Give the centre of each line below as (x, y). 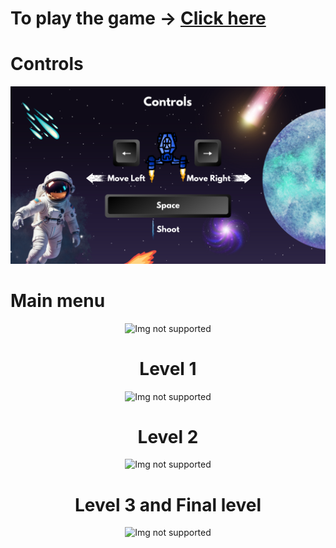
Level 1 (168, 368)
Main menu (58, 300)
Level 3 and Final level (168, 504)
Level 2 (168, 436)
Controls (47, 64)
